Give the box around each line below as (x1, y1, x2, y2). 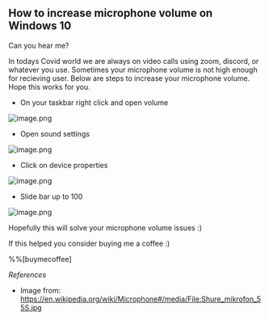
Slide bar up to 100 (19, 192, 83, 201)
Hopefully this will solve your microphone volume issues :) (8, 222, 203, 233)
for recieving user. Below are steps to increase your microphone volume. (8, 73, 250, 83)
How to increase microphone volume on (8, 6, 213, 20)
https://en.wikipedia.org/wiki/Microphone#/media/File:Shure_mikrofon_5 (19, 294, 261, 304)
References (8, 270, 47, 280)
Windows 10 (8, 19, 72, 33)
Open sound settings (19, 128, 90, 138)
